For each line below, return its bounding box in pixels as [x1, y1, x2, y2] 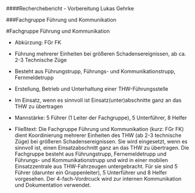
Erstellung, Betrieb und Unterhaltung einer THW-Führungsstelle [14, 85, 169, 92]
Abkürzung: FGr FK [14, 39, 62, 46]
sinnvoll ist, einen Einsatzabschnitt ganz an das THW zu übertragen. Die [14, 144, 189, 151]
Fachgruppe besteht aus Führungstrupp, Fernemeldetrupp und [14, 150, 167, 157]
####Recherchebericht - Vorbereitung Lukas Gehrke [6, 5, 134, 12]
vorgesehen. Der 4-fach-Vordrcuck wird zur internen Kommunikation [14, 175, 182, 182]
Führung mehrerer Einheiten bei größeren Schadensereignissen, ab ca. [14, 50, 186, 57]
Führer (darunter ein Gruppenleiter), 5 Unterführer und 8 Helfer [14, 169, 167, 176]
